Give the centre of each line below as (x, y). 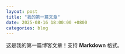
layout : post (22, 11)
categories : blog (27, 28)
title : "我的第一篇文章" (33, 17)
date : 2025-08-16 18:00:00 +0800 (47, 22)
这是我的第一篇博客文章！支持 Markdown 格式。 (64, 45)
